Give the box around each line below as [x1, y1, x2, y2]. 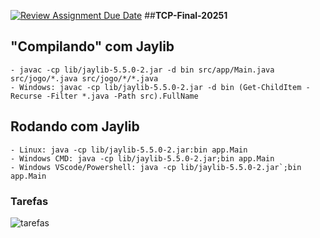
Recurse [10, 91, 43, 101]
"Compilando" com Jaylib [10, 38, 175, 55]
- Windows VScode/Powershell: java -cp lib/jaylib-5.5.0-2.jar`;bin [10, 162, 302, 172]
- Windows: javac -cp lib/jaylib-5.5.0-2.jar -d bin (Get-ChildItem [10, 82, 302, 92]
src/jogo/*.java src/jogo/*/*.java [10, 73, 159, 84]
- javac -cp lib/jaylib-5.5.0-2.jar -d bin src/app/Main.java [10, 65, 275, 75]
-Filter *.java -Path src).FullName [46, 91, 199, 101]
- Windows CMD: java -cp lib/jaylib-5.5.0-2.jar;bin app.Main [10, 153, 275, 164]
